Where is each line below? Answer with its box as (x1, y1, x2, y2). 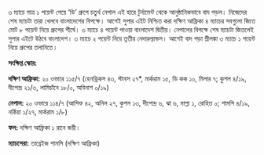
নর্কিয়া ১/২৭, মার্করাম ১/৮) (8, 107, 68, 117)
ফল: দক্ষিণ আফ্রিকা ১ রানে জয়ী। (8, 123, 81, 132)
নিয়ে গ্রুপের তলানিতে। (8, 43, 58, 52)
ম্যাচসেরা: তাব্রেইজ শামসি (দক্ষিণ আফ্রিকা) (8, 139, 101, 148)
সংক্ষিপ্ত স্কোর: (8, 59, 38, 67)
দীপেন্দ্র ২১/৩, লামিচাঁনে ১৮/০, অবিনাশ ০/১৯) (8, 83, 110, 92)
